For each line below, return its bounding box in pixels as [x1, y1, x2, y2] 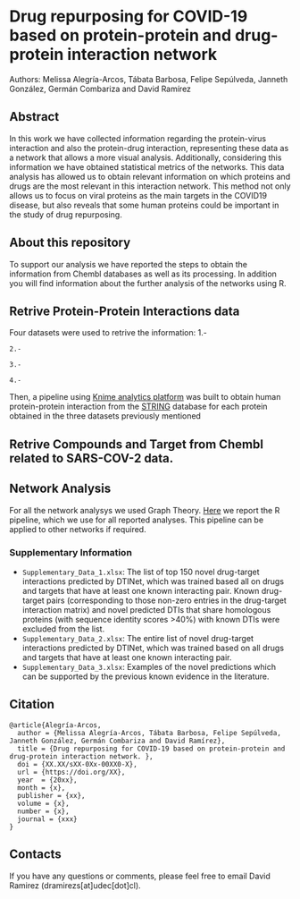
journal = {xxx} [17, 814, 78, 824]
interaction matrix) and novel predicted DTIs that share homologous [21, 604, 271, 615]
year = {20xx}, [17, 776, 78, 785]
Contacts [9, 847, 62, 862]
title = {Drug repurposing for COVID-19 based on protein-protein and [17, 744, 286, 753]
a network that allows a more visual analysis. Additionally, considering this [9, 152, 282, 163]
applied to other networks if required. [9, 523, 146, 534]
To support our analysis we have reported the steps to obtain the [9, 259, 248, 269]
